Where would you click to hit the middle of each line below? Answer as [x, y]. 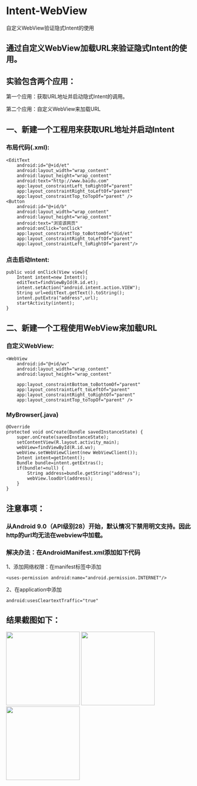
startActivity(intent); [46, 303]
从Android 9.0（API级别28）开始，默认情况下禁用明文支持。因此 [98, 527]
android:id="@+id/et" [43, 165]
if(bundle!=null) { [41, 468]
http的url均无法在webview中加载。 [56, 536]
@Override [18, 427]
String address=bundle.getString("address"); [84, 473]
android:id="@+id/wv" [43, 364]
